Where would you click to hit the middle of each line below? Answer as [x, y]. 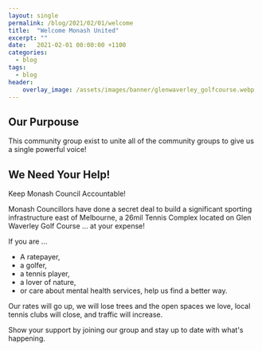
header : [21, 82]
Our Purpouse [44, 121]
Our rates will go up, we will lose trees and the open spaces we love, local [129, 306]
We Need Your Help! [59, 175]
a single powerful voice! [47, 150]
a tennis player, [45, 274]
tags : [17, 68]
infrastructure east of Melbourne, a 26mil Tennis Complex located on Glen [130, 217]
